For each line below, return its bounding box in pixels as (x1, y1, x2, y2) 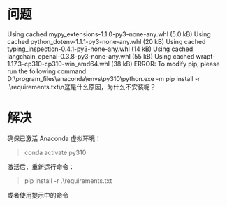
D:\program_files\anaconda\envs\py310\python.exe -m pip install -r (7, 74, 200, 82)
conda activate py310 (24, 148, 87, 156)
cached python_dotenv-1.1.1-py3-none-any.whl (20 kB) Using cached (7, 37, 206, 45)
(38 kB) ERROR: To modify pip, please (111, 59, 220, 68)
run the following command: (7, 67, 89, 75)
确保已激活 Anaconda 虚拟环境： (7, 134, 101, 142)
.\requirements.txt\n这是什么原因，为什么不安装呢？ (7, 82, 156, 91)
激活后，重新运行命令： (7, 162, 75, 171)
